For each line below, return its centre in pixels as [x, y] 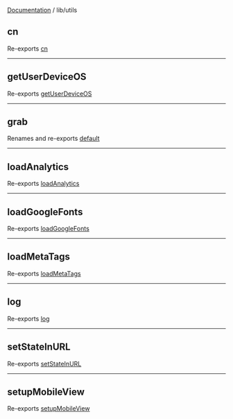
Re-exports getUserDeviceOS [50, 94]
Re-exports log [28, 318]
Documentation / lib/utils [42, 10]
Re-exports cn [28, 49]
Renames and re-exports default [53, 139]
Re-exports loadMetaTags [44, 273]
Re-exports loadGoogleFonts [49, 229]
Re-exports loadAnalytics [43, 184]
